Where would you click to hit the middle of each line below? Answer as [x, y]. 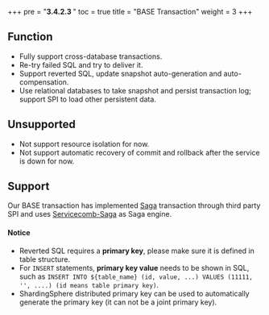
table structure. [44, 259]
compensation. [44, 82]
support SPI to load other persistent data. [87, 99]
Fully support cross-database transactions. [91, 56]
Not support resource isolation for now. [84, 143]
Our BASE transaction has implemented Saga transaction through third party [134, 205]
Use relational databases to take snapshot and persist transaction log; [135, 90]
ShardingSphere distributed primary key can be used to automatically [134, 293]
